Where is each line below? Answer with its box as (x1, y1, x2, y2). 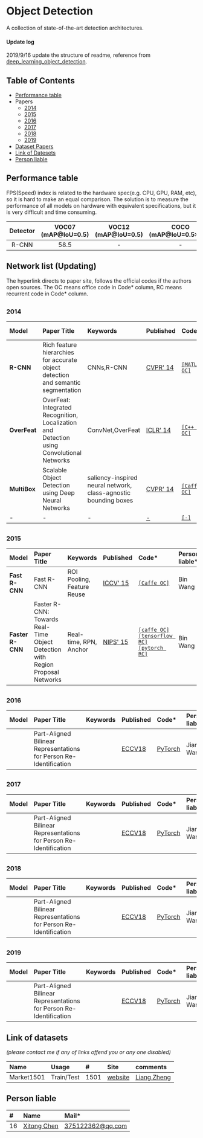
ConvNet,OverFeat (87, 426, 141, 434)
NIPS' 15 (103, 638, 129, 646)
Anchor (67, 645, 89, 654)
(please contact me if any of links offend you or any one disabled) (6, 1048, 171, 1055)
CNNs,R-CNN (87, 364, 127, 372)
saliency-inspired (87, 474, 138, 482)
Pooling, (67, 575, 91, 583)
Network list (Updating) (6, 261, 97, 271)
